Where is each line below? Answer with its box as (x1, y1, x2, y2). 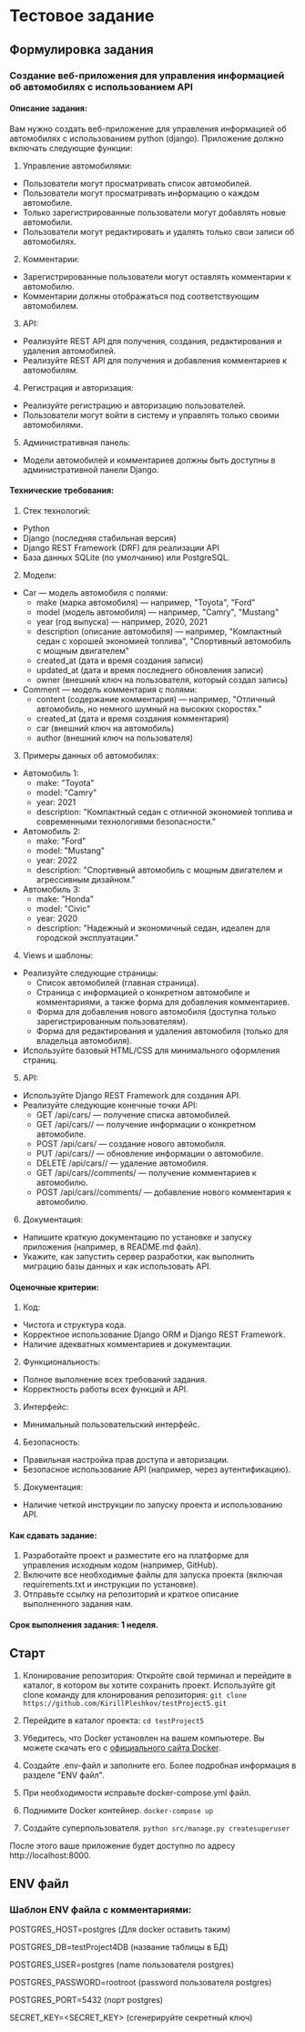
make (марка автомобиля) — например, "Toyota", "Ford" (36, 597, 256, 608)
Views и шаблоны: (22, 949, 94, 961)
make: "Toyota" (36, 777, 95, 788)
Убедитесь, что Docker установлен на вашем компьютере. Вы (22, 1732, 266, 1743)
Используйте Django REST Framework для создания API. (22, 1089, 241, 1100)
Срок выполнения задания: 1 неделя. (9, 1618, 159, 1630)
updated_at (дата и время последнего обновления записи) (36, 664, 264, 675)
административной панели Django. (22, 464, 159, 475)
